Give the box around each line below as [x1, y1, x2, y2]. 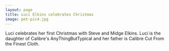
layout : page [5, 7, 33, 12]
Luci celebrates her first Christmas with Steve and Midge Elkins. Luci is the [5, 30, 161, 36]
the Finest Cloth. [5, 41, 39, 47]
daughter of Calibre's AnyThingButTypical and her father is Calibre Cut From [5, 35, 164, 41]
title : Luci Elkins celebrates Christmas [5, 12, 94, 17]
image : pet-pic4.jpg [5, 16, 49, 21]
